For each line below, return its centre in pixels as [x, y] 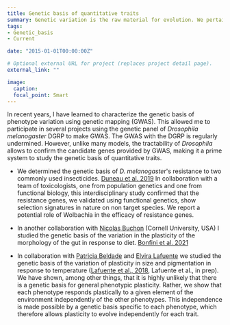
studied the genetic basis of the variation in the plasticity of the [106, 235]
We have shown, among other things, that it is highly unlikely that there [117, 278]
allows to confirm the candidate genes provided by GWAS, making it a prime [115, 151]
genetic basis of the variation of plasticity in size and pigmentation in [114, 263]
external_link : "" [33, 70]
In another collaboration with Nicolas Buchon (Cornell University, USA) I [118, 228]
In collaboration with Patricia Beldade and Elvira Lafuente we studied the [119, 256]
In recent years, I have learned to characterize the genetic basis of [101, 114]
